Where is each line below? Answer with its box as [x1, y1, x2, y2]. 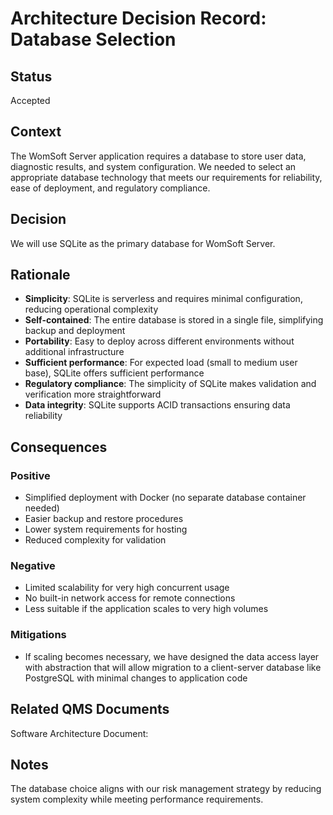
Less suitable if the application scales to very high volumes [24, 603, 269, 615]
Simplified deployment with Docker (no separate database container [24, 492, 307, 504]
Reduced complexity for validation [24, 534, 167, 546]
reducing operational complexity [24, 303, 159, 316]
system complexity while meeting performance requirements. [10, 793, 264, 806]
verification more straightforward [24, 388, 162, 401]
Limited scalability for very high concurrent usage [24, 582, 230, 594]
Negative [10, 559, 56, 573]
